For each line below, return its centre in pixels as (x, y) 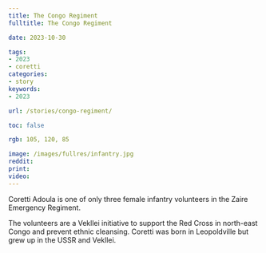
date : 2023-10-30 (37, 38)
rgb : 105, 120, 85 (39, 140)
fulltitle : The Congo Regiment (60, 23)
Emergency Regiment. (45, 208)
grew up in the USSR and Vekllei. (62, 239)
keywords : (25, 89)
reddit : (21, 162)
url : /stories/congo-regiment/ (60, 111)
